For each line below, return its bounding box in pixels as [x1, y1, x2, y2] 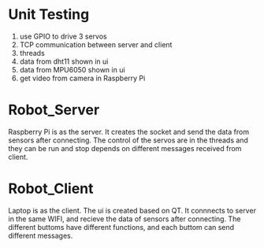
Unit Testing [8, 6, 90, 24]
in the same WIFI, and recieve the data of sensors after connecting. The [8, 214, 241, 224]
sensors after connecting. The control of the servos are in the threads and [8, 135, 248, 145]
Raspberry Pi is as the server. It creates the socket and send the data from [8, 127, 250, 136]
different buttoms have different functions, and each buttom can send [8, 222, 235, 231]
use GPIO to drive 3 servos [19, 31, 108, 41]
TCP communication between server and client [19, 39, 173, 49]
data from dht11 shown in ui [19, 57, 109, 66]
